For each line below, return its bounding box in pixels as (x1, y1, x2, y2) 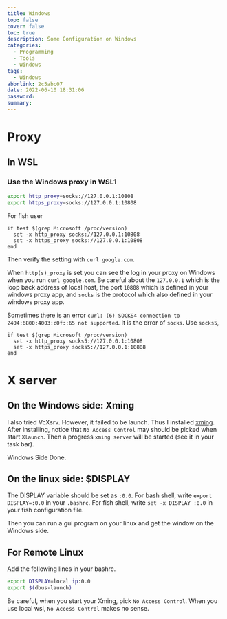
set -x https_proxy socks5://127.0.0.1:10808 (13, 343, 147, 351)
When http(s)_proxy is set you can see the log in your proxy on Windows (7, 268, 215, 276)
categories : (7, 42, 41, 49)
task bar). (7, 439, 34, 448)
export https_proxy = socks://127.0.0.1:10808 (7, 199, 137, 206)
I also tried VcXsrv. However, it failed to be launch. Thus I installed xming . (7, 417, 215, 426)
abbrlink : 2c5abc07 (7, 80, 63, 87)
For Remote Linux (7, 546, 84, 558)
